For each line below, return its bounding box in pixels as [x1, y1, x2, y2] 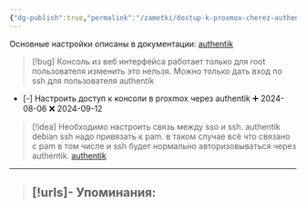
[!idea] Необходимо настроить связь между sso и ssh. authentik [31, 121, 280, 132]
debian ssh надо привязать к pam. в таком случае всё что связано [31, 131, 291, 142]
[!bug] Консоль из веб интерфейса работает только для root [31, 55, 266, 66]
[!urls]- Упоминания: [31, 185, 157, 201]
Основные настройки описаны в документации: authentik [9, 38, 234, 49]
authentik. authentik [31, 150, 107, 161]
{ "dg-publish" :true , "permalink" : [9, 13, 137, 23]
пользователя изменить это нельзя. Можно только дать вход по [31, 65, 282, 76]
